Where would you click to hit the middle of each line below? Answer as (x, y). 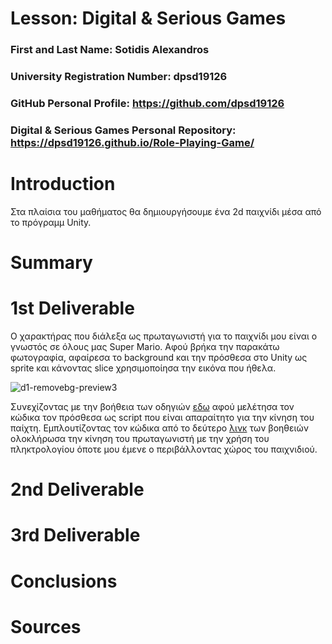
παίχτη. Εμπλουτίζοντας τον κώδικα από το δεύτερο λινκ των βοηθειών (159, 428)
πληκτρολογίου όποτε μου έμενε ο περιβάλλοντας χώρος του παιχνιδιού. (164, 449)
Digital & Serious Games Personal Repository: (123, 130)
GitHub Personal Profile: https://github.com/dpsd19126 (147, 103)
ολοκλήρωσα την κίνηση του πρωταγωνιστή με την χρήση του (140, 438)
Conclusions (64, 581)
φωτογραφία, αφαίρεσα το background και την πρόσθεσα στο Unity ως (159, 357)
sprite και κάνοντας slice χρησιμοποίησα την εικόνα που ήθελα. (143, 368)
